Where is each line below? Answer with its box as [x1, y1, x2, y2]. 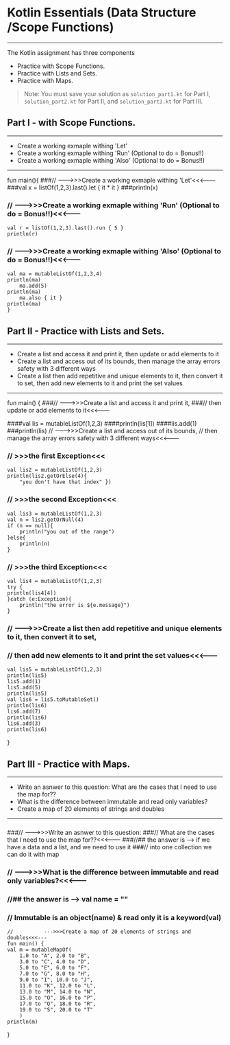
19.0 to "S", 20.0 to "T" [19, 1007, 94, 1013]
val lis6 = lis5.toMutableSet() [7, 696, 99, 703]
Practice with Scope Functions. [16, 62, 105, 70]
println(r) [7, 231, 38, 238]
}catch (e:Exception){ [7, 596, 72, 603]
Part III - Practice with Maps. [7, 758, 131, 770]
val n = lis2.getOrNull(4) [7, 516, 84, 523]
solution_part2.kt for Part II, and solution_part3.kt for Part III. [23, 97, 203, 105]
